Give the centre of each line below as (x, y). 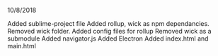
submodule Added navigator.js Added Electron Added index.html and (108, 38)
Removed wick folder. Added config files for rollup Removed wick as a (109, 31)
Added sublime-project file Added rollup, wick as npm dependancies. (109, 23)
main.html (22, 46)
